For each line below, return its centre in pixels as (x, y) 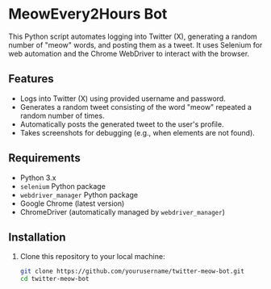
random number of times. (62, 115)
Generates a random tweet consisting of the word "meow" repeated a (136, 107)
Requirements (44, 158)
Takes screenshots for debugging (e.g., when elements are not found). (138, 132)
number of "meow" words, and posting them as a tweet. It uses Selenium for (135, 44)
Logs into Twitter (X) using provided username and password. (123, 98)
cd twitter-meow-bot (54, 279)
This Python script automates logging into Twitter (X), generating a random (133, 36)
